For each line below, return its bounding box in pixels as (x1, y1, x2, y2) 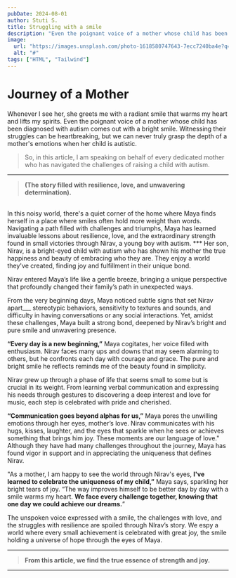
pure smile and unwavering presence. (7, 326, 117, 334)
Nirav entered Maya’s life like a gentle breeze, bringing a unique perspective (7, 275, 228, 283)
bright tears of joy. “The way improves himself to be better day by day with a (7, 485, 229, 493)
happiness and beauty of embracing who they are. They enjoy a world (7, 254, 211, 262)
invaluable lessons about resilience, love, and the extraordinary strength (7, 231, 216, 239)
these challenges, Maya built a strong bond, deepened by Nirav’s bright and (7, 318, 227, 327)
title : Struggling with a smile (7, 23, 102, 30)
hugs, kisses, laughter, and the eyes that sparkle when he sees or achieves (7, 426, 225, 435)
